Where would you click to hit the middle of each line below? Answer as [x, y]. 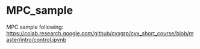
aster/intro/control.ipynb [36, 39]
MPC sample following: [35, 27]
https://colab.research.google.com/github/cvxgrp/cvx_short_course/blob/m [100, 33]
